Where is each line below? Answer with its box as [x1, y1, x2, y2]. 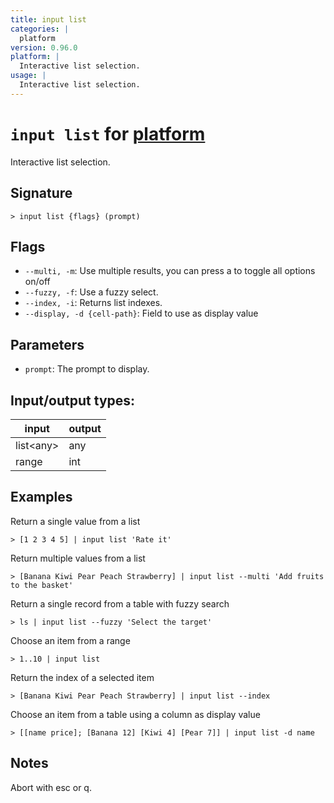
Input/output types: [10, 392, 136, 409]
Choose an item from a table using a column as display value [10, 708, 261, 720]
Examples [10, 489, 73, 506]
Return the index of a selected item [10, 671, 155, 683]
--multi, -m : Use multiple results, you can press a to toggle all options [24, 265, 316, 277]
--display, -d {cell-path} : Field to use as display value [24, 307, 259, 320]
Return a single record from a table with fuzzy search [10, 597, 230, 610]
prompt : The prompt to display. [24, 363, 150, 375]
